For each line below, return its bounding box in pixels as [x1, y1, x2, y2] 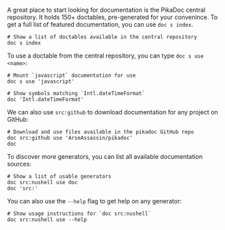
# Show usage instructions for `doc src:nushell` [7, 210, 152, 217]
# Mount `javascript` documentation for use [7, 72, 136, 79]
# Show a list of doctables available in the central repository [7, 34, 197, 40]
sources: [7, 160, 32, 168]
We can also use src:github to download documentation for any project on [7, 108, 219, 116]
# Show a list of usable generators [7, 173, 111, 180]
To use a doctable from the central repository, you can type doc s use [7, 51, 204, 60]
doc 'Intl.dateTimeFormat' [7, 96, 84, 103]
